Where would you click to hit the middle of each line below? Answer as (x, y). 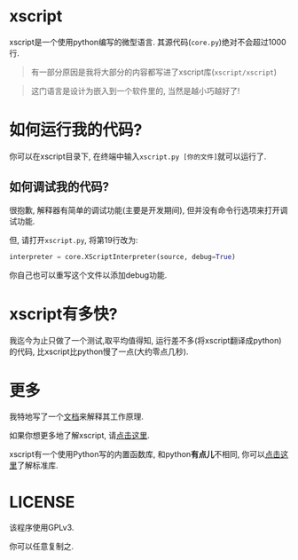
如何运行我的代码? (76, 130)
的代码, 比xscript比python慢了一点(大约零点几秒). (99, 351)
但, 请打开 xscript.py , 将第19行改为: (74, 240)
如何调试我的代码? (59, 187)
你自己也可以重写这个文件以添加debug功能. (88, 275)
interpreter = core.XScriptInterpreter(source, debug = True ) (123, 256)
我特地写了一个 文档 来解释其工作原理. (77, 417)
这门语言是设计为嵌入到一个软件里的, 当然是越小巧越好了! (135, 91)
